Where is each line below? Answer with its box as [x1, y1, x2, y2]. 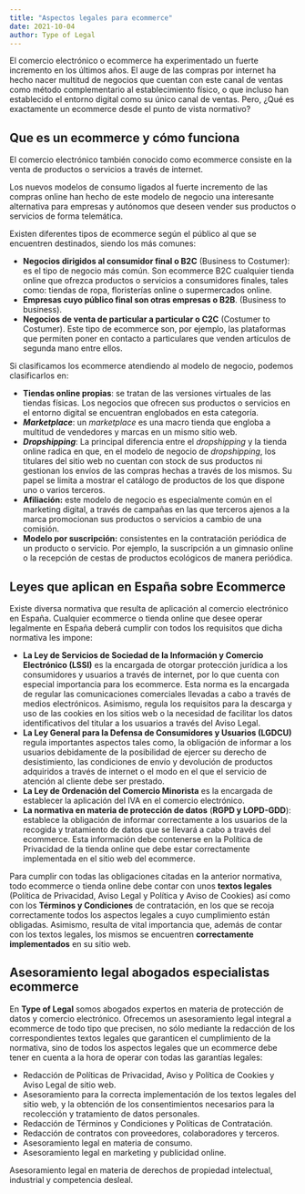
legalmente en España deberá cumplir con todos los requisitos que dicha [9, 623, 283, 633]
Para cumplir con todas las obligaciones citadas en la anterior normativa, [9, 871, 282, 881]
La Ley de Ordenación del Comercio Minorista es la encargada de [22, 786, 273, 796]
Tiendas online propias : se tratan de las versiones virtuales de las [22, 388, 271, 399]
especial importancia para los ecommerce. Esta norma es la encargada [22, 679, 290, 689]
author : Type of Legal [9, 30, 96, 39]
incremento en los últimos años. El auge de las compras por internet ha [9, 65, 277, 76]
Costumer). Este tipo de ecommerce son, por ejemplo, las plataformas [22, 324, 287, 335]
